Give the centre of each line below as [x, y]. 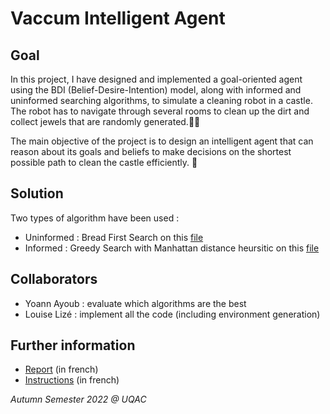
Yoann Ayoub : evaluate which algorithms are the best [135, 303]
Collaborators [54, 279]
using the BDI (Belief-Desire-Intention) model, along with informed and [156, 90]
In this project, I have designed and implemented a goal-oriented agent [156, 79]
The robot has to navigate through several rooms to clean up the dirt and [160, 111]
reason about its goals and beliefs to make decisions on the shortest [151, 151]
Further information [73, 345]
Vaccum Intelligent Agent [118, 18]
